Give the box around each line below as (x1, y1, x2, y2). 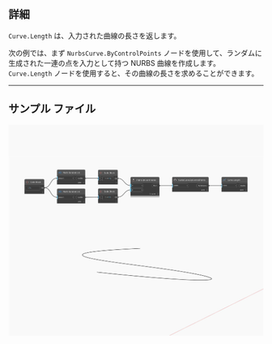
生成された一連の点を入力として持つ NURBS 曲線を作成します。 (8, 58, 221, 67)
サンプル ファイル (8, 102, 96, 116)
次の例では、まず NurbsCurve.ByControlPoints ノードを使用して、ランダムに (8, 48, 262, 58)
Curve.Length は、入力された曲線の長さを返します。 (8, 31, 181, 41)
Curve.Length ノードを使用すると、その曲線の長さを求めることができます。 (8, 68, 259, 78)
